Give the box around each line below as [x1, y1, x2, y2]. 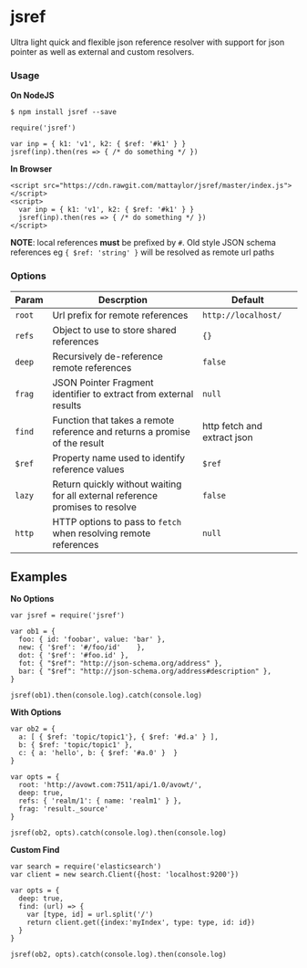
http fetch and [202, 419, 263, 432]
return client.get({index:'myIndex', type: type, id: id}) [26, 918, 256, 928]
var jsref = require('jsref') [10, 611, 126, 620]
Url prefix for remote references [52, 309, 189, 321]
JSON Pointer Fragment [52, 376, 154, 389]
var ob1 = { [10, 627, 56, 637]
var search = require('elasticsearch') [10, 862, 162, 871]
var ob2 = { [10, 724, 56, 734]
